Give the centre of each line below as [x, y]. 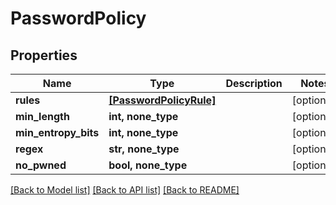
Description [254, 83]
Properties [44, 55]
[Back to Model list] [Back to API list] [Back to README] [125, 190]
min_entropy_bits [57, 132]
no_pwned [41, 165]
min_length [42, 116]
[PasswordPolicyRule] [162, 100]
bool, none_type [148, 165]
